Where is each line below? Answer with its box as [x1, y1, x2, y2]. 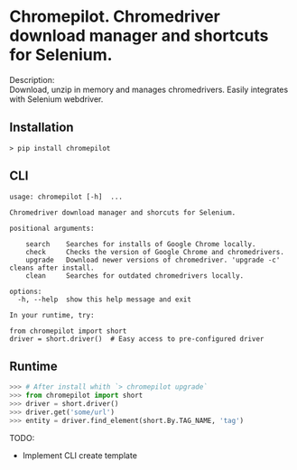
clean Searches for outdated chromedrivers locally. [25, 271, 245, 281]
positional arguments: [9, 224, 95, 233]
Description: [9, 74, 55, 85]
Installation [9, 120, 74, 135]
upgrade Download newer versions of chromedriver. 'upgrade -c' [25, 255, 281, 264]
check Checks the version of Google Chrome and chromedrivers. [25, 247, 284, 256]
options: [9, 287, 42, 296]
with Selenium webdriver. [9, 93, 104, 105]
